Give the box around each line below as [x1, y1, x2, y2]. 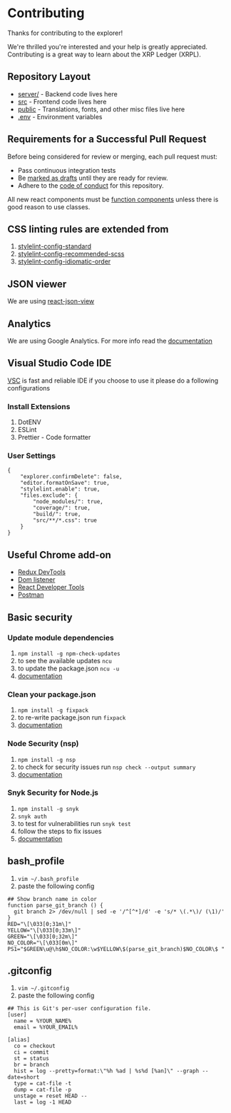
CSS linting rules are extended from [7, 223, 169, 235]
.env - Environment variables [17, 112, 103, 121]
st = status [14, 1055, 50, 1062]
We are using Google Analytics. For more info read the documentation [7, 337, 212, 345]
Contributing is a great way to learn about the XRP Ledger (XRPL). [7, 50, 201, 59]
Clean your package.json [7, 689, 96, 699]
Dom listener [17, 575, 56, 584]
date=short [7, 1074, 40, 1081]
